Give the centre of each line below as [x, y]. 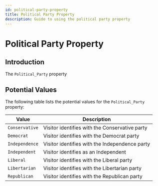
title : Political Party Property [40, 14]
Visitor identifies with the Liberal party [88, 160]
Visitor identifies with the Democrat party [91, 136]
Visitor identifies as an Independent [84, 152]
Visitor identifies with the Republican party [93, 177]
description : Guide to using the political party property [68, 19]
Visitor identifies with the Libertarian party [92, 169]
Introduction [25, 62]
